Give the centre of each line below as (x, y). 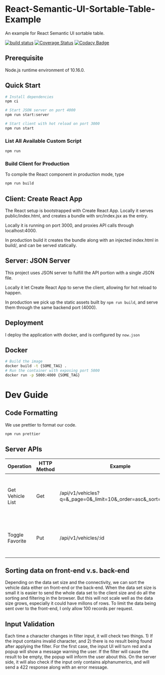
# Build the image (24, 362)
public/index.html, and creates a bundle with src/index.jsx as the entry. (77, 215)
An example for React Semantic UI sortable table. (55, 33)
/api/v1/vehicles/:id (82, 538)
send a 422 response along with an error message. (57, 667)
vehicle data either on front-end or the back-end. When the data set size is (81, 588)
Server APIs (24, 449)
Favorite (17, 541)
